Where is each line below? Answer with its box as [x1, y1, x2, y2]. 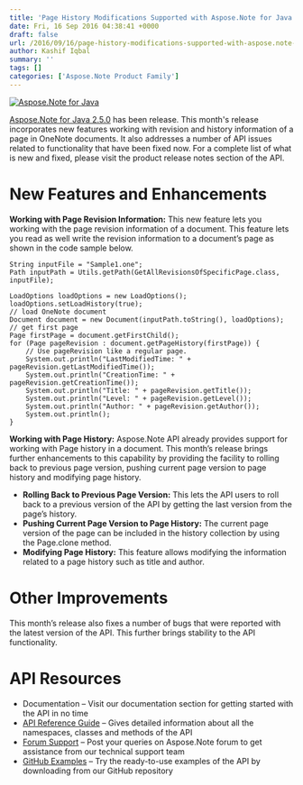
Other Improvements [9, 588, 169, 608]
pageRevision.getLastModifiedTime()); [9, 362, 155, 371]
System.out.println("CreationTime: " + [25, 370, 176, 379]
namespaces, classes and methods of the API [22, 726, 193, 737]
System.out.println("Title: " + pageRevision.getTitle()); [25, 386, 252, 395]
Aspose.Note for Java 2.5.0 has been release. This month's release [9, 114, 259, 124]
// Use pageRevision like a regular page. [25, 346, 188, 356]
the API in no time [22, 707, 88, 718]
